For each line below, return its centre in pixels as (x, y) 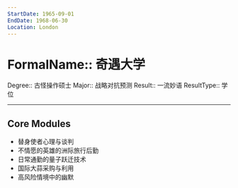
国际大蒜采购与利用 (46, 168)
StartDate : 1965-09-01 (41, 14)
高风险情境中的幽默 (46, 177)
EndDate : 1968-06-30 (38, 21)
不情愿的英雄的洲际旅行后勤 (58, 150)
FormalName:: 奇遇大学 (76, 64)
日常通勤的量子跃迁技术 (52, 160)
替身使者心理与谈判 (46, 142)
